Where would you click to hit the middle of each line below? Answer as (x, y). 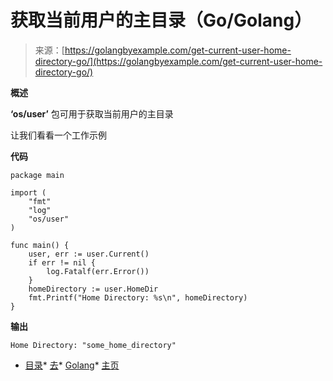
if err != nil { (62, 262)
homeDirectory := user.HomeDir (93, 289)
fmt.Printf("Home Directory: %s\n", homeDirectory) (138, 297)
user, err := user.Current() (89, 254)
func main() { (40, 245)
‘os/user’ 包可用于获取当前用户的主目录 (92, 113)
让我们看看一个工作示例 (58, 135)
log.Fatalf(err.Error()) (98, 271)
